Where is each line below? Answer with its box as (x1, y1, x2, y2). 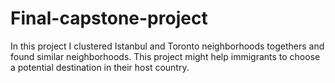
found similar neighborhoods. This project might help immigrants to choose (10, 50, 321, 62)
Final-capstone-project (10, 7, 208, 30)
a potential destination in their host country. (10, 61, 190, 73)
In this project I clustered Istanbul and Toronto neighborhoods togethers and (10, 40, 325, 52)
